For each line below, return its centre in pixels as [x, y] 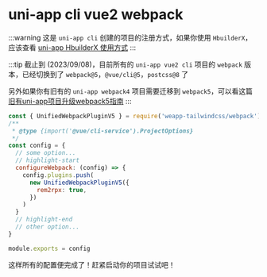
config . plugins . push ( [58, 175]
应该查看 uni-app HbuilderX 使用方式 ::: [72, 47]
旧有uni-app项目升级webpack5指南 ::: [70, 101]
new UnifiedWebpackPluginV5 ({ [79, 183]
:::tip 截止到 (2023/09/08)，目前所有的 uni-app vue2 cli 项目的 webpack [125, 64]
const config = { [37, 146]
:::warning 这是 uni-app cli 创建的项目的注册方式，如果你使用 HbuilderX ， [130, 37]
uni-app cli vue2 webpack [96, 15]
